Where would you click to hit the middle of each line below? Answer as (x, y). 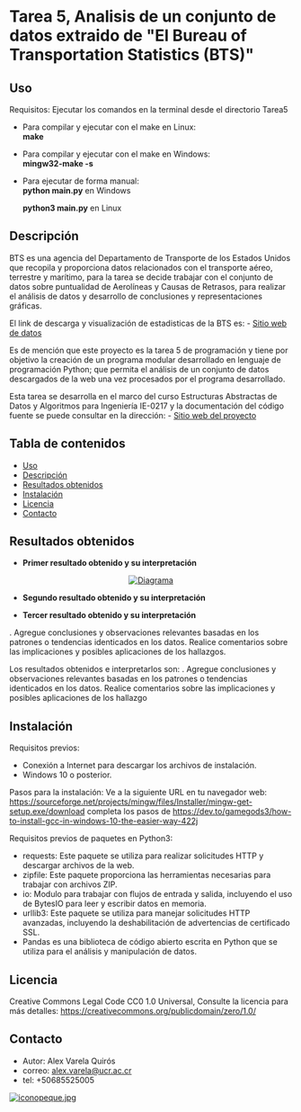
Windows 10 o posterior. (67, 775)
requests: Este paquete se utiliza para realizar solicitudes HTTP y (143, 856)
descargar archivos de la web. (78, 865)
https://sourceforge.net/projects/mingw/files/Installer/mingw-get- (131, 802)
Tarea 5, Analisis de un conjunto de (143, 17)
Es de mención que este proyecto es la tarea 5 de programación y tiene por (149, 350)
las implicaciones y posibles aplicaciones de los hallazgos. (118, 652)
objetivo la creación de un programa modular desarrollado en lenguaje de (145, 359)
